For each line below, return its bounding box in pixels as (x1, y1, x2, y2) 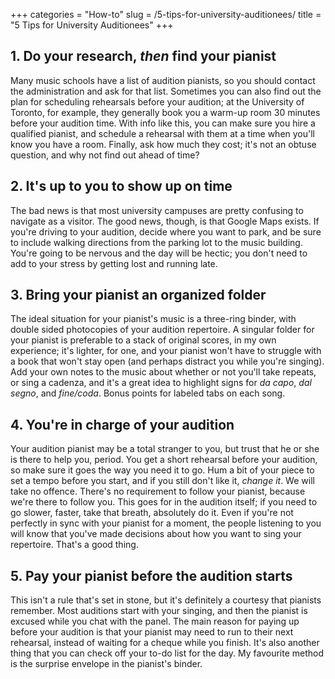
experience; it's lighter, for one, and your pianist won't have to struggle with (10, 345, 322, 357)
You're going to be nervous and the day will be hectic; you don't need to (10, 247, 308, 259)
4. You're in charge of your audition (10, 416, 235, 433)
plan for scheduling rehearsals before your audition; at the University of (10, 95, 305, 108)
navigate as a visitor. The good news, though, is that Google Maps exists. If (10, 215, 320, 227)
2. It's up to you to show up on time (10, 178, 233, 195)
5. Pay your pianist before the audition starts (10, 567, 293, 584)
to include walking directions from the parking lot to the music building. (10, 236, 303, 248)
